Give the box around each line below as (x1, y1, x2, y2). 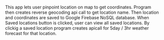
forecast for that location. (5, 31, 57, 36)
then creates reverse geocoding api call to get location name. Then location (5, 9, 159, 15)
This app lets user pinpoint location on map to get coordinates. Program (5, 4, 152, 10)
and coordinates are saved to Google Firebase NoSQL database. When (5, 15, 149, 20)
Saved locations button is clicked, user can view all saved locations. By (5, 20, 150, 26)
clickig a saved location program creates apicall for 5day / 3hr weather (5, 25, 149, 31)
